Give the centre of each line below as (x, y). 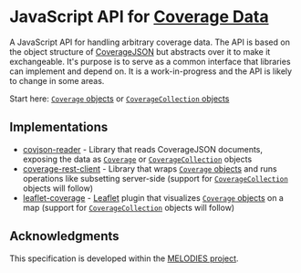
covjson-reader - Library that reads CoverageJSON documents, (142, 149)
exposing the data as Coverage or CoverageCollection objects (137, 159)
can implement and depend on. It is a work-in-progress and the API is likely (151, 71)
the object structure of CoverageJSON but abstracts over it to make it (140, 51)
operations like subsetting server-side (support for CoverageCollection (156, 178)
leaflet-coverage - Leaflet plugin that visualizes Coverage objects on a (153, 197)
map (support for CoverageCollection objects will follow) (129, 207)
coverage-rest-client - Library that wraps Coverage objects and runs (150, 168)
